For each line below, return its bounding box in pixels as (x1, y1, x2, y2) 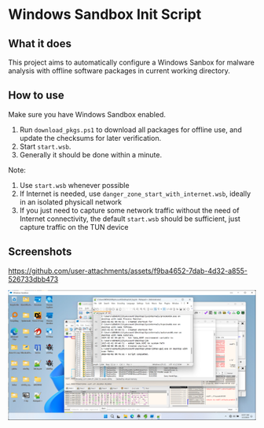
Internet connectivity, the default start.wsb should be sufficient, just (19, 214, 241, 223)
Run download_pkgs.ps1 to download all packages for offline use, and (19, 124, 242, 135)
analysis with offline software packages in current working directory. (8, 66, 230, 76)
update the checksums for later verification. (19, 133, 162, 142)
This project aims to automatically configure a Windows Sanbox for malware (8, 57, 255, 67)
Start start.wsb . (19, 142, 71, 151)
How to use (8, 89, 64, 102)
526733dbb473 (8, 274, 59, 284)
